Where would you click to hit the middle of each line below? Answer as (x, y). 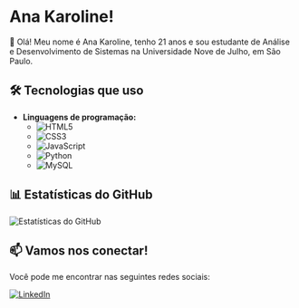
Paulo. (21, 61)
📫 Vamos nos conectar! (79, 250)
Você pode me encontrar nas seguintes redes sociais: (110, 277)
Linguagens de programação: (79, 117)
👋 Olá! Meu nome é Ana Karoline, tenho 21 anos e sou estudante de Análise (149, 42)
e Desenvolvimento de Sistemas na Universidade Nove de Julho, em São (145, 51)
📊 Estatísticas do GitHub (81, 195)
